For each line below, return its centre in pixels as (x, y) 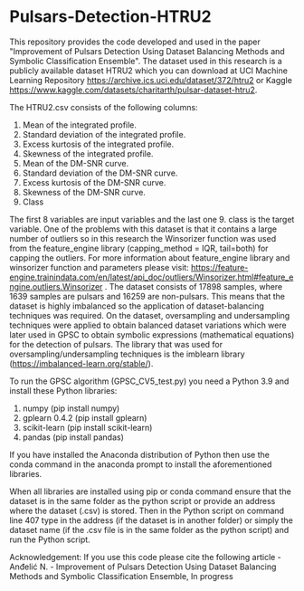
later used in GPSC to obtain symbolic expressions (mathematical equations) (152, 334)
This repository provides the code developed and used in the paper (135, 42)
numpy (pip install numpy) (71, 408)
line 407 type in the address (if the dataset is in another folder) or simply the (152, 520)
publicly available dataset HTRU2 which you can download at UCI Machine (148, 71)
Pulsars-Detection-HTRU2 (110, 17)
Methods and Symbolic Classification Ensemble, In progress (121, 576)
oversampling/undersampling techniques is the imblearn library (128, 354)
